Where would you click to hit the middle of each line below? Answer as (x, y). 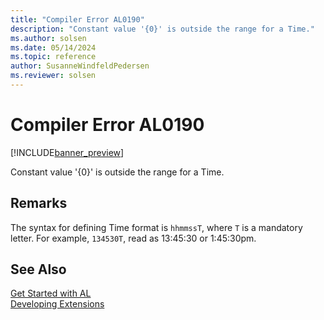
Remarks (39, 203)
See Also (38, 269)
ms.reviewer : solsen (53, 76)
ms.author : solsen (48, 38)
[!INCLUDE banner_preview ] (67, 152)
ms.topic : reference (53, 57)
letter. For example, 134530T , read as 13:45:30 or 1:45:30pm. (133, 238)
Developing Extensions (57, 304)
